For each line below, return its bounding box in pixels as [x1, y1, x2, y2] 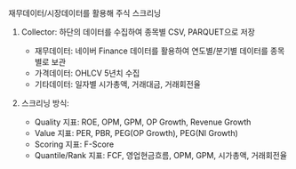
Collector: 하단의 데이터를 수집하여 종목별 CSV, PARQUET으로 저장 [20, 27, 255, 37]
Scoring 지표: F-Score [34, 139, 115, 149]
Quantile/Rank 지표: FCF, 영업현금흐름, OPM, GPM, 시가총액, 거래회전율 [34, 150, 288, 160]
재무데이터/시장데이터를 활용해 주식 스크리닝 [8, 8, 162, 18]
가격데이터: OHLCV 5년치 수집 [34, 68, 140, 78]
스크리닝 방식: [20, 98, 70, 109]
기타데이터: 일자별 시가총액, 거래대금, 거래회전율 [34, 79, 201, 89]
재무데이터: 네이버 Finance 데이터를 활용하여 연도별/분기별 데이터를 [34, 45, 268, 56]
